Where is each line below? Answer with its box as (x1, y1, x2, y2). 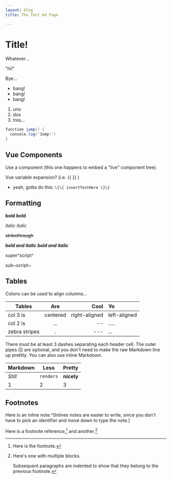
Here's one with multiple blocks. (12, 452, 81, 459)
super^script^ (5, 252, 34, 258)
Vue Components (5, 150, 62, 159)
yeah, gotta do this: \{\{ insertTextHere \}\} (12, 184, 110, 190)
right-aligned (71, 311, 103, 318)
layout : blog (5, 7, 33, 13)
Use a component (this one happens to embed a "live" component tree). (5, 164, 158, 170)
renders (39, 373, 58, 379)
